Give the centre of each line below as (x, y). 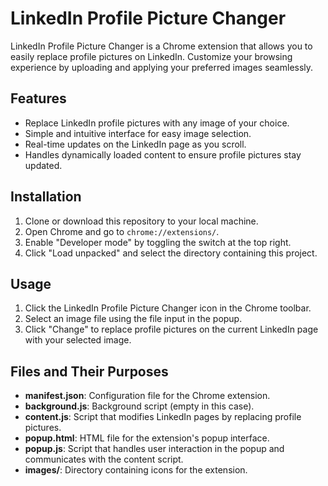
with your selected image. (78, 340)
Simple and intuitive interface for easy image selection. (138, 133)
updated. (43, 165)
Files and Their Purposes (89, 371)
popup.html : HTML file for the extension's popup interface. (147, 438)
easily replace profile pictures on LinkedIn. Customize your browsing (151, 56)
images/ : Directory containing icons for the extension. (136, 470)
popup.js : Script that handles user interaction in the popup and (154, 449)
